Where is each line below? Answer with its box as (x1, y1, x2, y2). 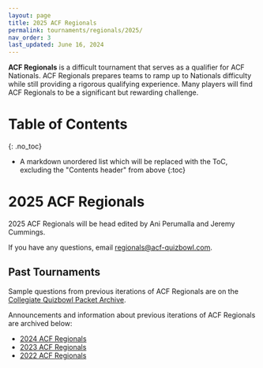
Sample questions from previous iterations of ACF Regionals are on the (8, 286, 239, 296)
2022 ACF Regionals (19, 351, 87, 360)
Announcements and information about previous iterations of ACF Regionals (8, 310, 256, 320)
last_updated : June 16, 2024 (8, 41, 104, 49)
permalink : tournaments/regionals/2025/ (8, 26, 144, 34)
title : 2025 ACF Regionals (8, 19, 97, 27)
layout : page (8, 11, 51, 20)
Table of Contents (8, 115, 128, 133)
